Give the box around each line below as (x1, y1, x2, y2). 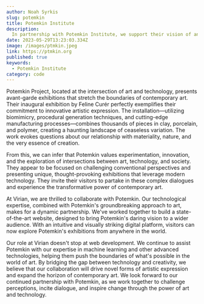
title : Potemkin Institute (6, 20, 75, 26)
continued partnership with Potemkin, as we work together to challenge (6, 278, 185, 286)
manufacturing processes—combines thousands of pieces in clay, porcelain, (6, 120, 198, 128)
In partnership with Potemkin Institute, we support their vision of (12, 32, 191, 38)
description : (6, 26, 39, 32)
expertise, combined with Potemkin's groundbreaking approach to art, (6, 202, 182, 209)
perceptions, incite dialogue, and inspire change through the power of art (6, 285, 189, 292)
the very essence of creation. (6, 139, 80, 147)
